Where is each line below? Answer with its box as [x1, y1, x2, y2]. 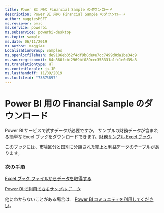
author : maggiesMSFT [5, 16, 47, 21]
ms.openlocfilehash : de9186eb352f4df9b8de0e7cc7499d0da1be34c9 [5, 52, 137, 58]
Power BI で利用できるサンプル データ [5, 186, 81, 191]
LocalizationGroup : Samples [5, 48, 63, 53]
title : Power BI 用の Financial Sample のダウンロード [5, 7, 113, 12]
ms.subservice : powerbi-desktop [5, 30, 71, 35]
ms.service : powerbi [5, 25, 47, 30]
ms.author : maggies [5, 44, 45, 48]
